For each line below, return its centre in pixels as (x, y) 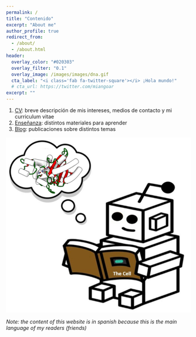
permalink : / (22, 12)
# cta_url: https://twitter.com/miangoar (63, 87)
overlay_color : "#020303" (43, 62)
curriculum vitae (34, 117)
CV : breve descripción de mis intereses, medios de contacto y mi (93, 110)
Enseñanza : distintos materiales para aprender (71, 123)
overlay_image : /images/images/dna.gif (60, 74)
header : (16, 56)
